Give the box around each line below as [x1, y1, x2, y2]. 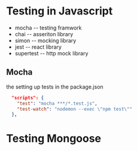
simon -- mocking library [14, 37, 77, 44]
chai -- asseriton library [14, 30, 74, 37]
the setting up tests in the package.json [6, 83, 103, 90]
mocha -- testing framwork [14, 24, 82, 31]
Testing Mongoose [6, 132, 102, 146]
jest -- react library [14, 43, 62, 51]
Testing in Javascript [6, 4, 113, 18]
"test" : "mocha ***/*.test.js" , [17, 100, 98, 106]
